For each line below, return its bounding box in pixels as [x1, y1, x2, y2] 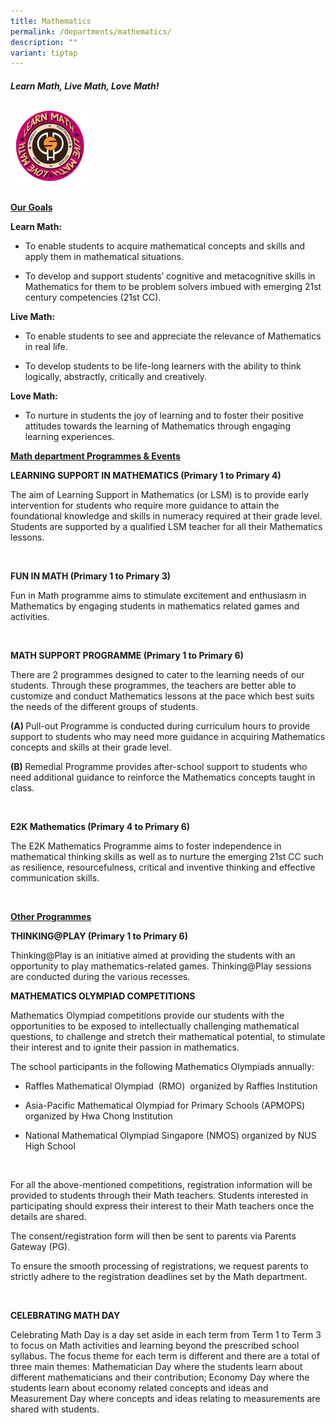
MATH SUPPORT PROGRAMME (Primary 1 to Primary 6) [10, 649, 244, 661]
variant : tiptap [10, 48, 78, 58]
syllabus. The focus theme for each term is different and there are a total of [10, 1350, 320, 1362]
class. [10, 781, 35, 794]
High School [24, 1140, 76, 1152]
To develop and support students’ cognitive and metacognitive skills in [24, 270, 316, 282]
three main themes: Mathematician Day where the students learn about [10, 1360, 303, 1372]
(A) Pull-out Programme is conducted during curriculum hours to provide [10, 720, 311, 732]
